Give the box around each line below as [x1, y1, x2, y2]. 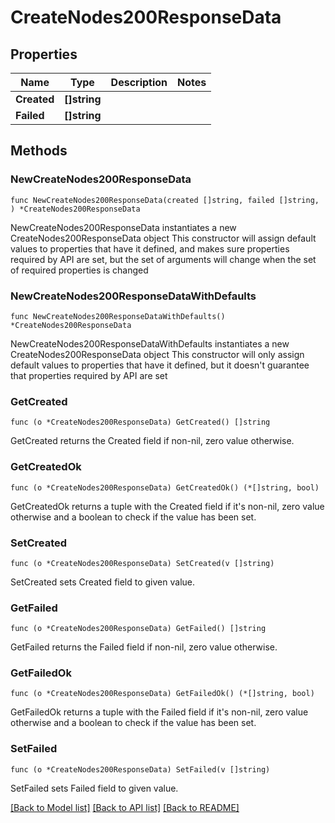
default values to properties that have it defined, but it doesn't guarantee [10, 359, 310, 371]
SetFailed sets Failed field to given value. [10, 782, 179, 794]
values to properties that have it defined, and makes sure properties [10, 242, 290, 255]
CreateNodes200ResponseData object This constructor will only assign [10, 348, 305, 360]
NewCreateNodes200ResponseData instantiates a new [10, 221, 237, 233]
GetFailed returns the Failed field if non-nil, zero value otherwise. [10, 641, 278, 653]
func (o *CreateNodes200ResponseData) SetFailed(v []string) [10, 764, 271, 775]
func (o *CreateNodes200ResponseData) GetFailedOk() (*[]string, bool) [10, 689, 315, 699]
